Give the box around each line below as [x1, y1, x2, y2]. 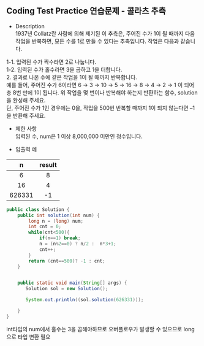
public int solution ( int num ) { [17, 212, 100, 218]
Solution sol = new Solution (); [25, 286, 108, 292]
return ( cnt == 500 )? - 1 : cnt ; [28, 258, 105, 264]
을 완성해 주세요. [6, 96, 46, 104]
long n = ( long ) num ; [28, 218, 84, 224]
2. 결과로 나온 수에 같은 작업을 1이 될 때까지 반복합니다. [6, 73, 138, 81]
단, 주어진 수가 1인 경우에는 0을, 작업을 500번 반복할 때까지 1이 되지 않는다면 [6, 104, 189, 112]
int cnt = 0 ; [28, 223, 62, 230]
